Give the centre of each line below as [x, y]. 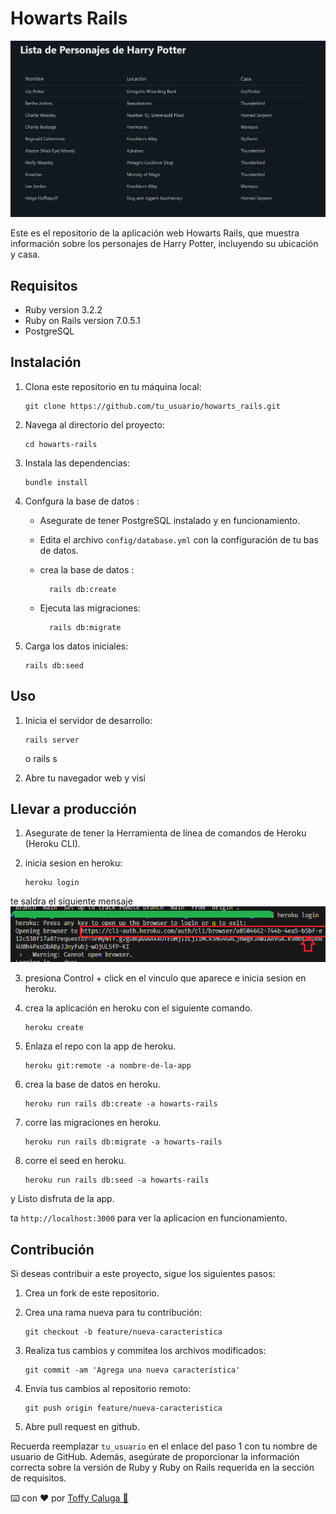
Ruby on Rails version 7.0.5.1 [82, 321]
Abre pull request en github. [82, 1427]
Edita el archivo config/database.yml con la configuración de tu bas [179, 539]
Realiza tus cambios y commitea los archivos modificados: [145, 1351]
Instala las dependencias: [77, 463]
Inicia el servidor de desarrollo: [88, 720]
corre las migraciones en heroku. [93, 1123]
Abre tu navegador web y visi [85, 778]
